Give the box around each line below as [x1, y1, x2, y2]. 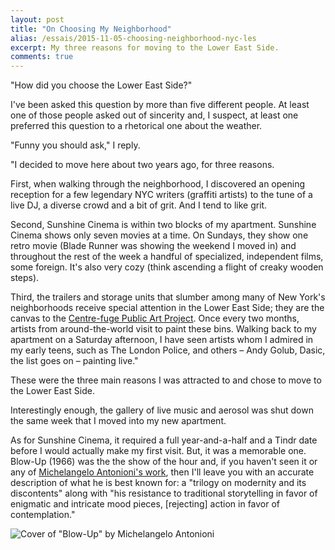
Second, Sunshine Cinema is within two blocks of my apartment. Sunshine [10, 219, 317, 231]
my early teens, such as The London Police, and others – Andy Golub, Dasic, [10, 344, 326, 356]
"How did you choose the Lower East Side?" [10, 79, 193, 91]
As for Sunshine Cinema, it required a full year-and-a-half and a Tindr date [10, 434, 318, 446]
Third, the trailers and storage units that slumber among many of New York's [10, 291, 326, 303]
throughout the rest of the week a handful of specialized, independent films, [10, 251, 324, 263]
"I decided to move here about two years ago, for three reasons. [10, 159, 275, 171]
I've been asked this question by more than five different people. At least [10, 99, 310, 111]
